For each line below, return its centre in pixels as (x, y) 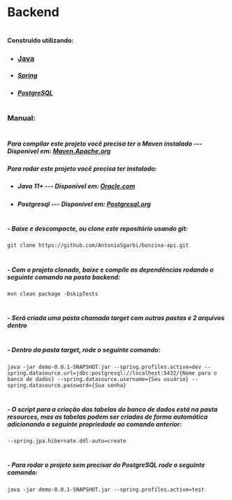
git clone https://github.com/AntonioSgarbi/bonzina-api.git (98, 246)
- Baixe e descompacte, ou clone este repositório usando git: (98, 228)
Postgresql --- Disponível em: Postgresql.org (84, 204)
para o (208, 373)
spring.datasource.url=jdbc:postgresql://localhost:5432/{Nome (101, 373)
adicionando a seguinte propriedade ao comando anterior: (95, 424)
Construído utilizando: (41, 41)
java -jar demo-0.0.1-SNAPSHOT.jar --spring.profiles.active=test (106, 489)
